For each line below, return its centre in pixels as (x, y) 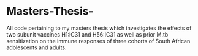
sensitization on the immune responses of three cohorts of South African (98, 41)
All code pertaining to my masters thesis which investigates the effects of (99, 28)
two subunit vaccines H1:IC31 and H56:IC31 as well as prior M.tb (87, 34)
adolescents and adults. (36, 47)
